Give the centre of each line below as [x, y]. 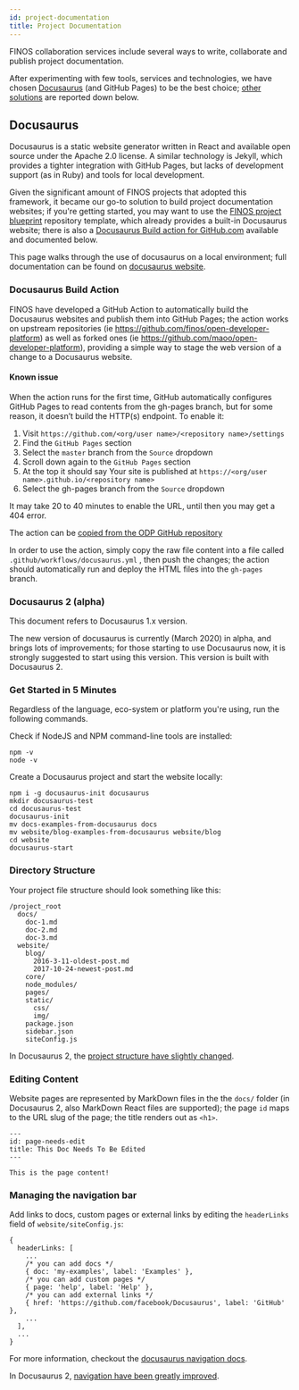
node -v [24, 760]
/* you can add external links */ [89, 1295]
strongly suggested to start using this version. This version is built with [139, 657]
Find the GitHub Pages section [77, 442]
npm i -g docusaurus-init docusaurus [79, 793]
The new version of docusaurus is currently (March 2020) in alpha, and [141, 639]
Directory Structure [52, 870]
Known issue [34, 377]
